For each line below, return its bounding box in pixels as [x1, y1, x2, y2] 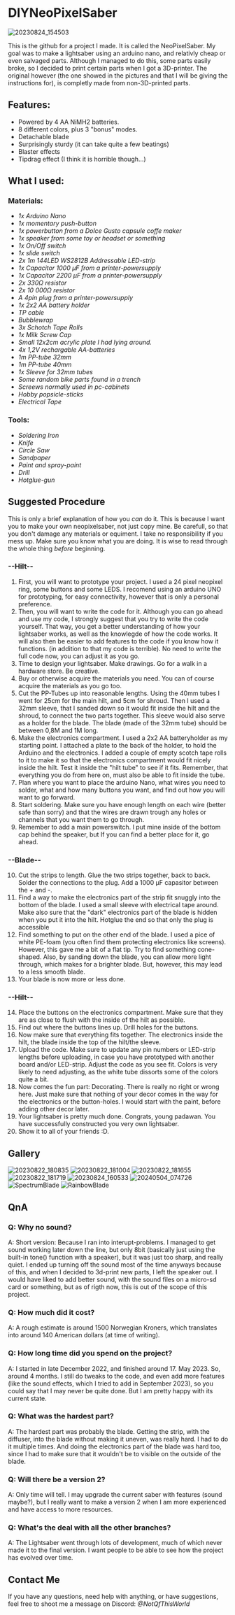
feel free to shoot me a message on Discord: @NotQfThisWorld [8, 1600, 190, 1608]
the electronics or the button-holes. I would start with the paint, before [17, 1097, 221, 1106]
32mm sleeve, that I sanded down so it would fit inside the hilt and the [17, 704, 220, 712]
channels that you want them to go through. [17, 815, 145, 823]
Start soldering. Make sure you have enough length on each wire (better [17, 800, 226, 809]
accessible [17, 923, 50, 932]
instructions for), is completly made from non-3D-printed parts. [8, 78, 191, 87]
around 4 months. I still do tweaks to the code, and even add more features [8, 1372, 225, 1380]
